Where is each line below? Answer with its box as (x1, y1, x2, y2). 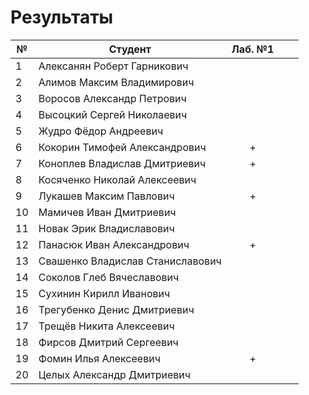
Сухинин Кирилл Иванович (38, 286, 171, 300)
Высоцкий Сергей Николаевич (38, 107, 188, 121)
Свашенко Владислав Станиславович (38, 254, 222, 268)
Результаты (10, 6, 114, 29)
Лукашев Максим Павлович (38, 189, 175, 203)
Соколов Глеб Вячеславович (38, 270, 180, 284)
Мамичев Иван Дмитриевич (38, 205, 177, 219)
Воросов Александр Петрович (38, 91, 187, 105)
